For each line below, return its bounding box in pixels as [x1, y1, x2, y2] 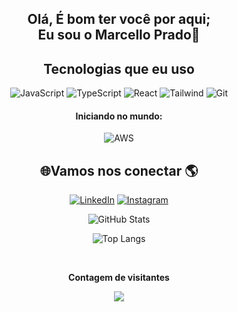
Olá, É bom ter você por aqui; [27, 11, 211, 28]
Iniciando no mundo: [75, 110, 163, 122]
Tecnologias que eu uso [43, 60, 195, 77]
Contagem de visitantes [68, 272, 170, 284]
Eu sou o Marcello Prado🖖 [37, 27, 201, 44]
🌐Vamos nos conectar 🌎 [39, 162, 199, 179]
